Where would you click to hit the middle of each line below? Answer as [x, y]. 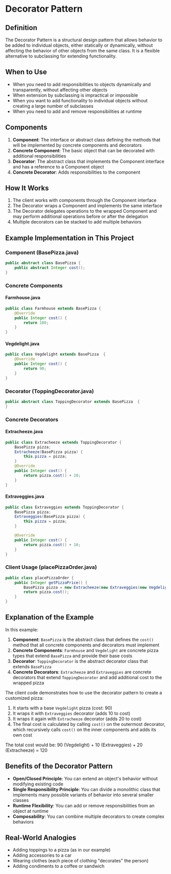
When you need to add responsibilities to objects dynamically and [82, 84]
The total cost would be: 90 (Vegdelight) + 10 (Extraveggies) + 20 [74, 745]
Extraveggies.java [25, 496]
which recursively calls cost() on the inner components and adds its [84, 729]
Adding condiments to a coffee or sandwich [59, 866]
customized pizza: [24, 698]
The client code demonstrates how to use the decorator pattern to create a [84, 692]
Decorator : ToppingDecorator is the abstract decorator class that [80, 661]
